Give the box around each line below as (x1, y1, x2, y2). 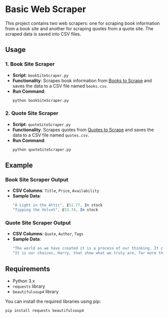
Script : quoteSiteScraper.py (12, 121, 71, 127)
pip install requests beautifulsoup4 (5, 308, 84, 313)
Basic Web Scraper (5, 4, 86, 15)
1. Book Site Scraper (5, 60, 55, 68)
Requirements (5, 265, 50, 273)
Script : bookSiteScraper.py (12, 72, 69, 78)
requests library (12, 283, 45, 289)
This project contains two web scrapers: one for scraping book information (5, 20, 160, 26)
